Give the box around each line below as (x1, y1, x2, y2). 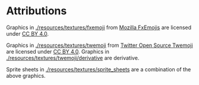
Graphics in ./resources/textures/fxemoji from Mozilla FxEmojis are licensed (6, 24, 192, 31)
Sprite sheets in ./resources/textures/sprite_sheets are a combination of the (6, 65, 191, 73)
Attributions (6, 4, 67, 18)
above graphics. (6, 72, 46, 79)
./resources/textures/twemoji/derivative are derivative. (6, 54, 140, 61)
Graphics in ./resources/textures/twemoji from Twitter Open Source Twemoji (6, 42, 193, 49)
